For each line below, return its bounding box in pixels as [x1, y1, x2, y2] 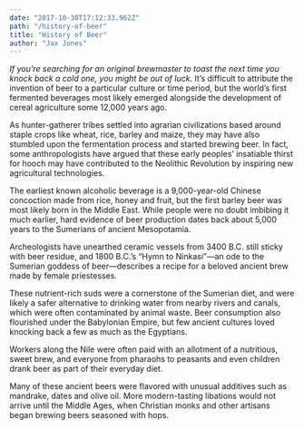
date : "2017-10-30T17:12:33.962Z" [9, 13, 141, 23]
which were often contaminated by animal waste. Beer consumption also [9, 307, 281, 318]
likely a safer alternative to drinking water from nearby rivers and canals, [9, 297, 281, 308]
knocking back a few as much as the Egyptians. [9, 327, 188, 337]
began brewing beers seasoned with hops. [9, 410, 170, 421]
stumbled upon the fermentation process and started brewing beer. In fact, [9, 139, 289, 150]
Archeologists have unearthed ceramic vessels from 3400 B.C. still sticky [9, 241, 283, 252]
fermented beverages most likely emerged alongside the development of [9, 93, 281, 103]
